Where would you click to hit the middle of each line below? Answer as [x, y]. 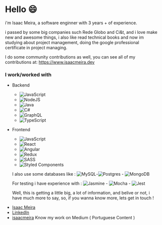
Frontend [21, 130]
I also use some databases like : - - [68, 174]
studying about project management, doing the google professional [72, 42]
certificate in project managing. [36, 47]
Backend [21, 85]
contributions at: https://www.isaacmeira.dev [50, 62]
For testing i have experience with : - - [71, 183]
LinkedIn [21, 212]
